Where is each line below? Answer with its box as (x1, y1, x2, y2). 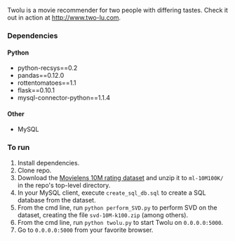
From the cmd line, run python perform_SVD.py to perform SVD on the (17, 203, 217, 212)
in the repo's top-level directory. (17, 181, 111, 189)
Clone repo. (17, 166, 52, 174)
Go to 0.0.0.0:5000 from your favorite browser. (17, 226, 154, 234)
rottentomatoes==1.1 (17, 78, 76, 87)
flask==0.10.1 (17, 86, 55, 95)
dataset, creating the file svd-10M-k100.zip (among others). (17, 210, 188, 219)
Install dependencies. (17, 158, 80, 167)
